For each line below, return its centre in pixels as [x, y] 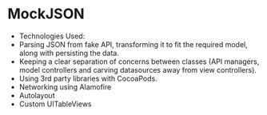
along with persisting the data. [69, 53]
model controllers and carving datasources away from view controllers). [138, 69]
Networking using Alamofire [65, 87]
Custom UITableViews [56, 104]
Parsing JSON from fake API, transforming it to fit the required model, [133, 44]
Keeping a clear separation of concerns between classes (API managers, [139, 61]
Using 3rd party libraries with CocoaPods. [88, 78]
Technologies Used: [52, 36]
